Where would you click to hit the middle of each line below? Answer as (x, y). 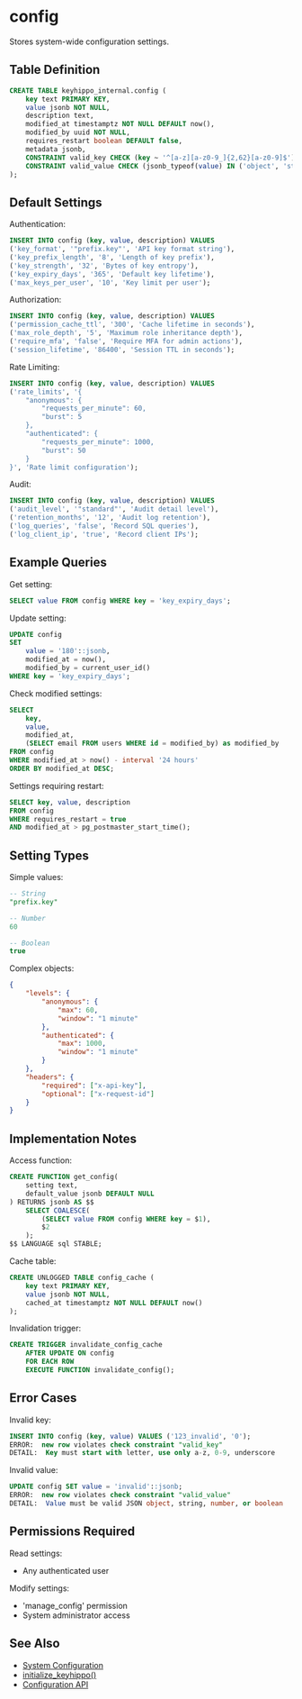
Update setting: (38, 618)
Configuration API (55, 1684)
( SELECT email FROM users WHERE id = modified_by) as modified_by (152, 744)
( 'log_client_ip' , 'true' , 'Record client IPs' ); (104, 534)
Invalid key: (30, 1420)
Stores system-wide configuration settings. (89, 41)
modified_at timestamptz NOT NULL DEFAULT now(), (120, 124)
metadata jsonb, (56, 149)
